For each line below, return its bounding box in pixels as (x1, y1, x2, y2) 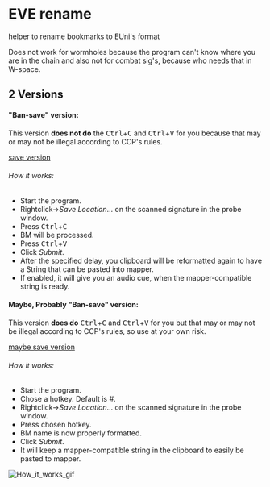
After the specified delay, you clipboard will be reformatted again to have (19, 256, 263, 265)
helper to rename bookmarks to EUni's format (8, 31, 160, 41)
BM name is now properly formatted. (19, 428, 143, 438)
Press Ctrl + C (19, 221, 68, 231)
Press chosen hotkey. (19, 420, 92, 430)
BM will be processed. (19, 230, 94, 239)
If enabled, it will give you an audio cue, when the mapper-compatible (19, 273, 252, 282)
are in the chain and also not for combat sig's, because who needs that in (8, 56, 252, 65)
